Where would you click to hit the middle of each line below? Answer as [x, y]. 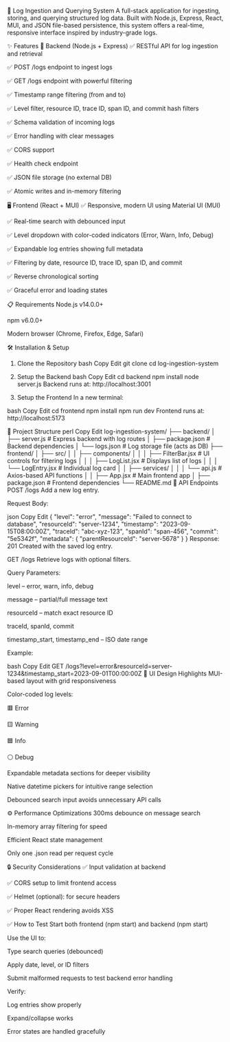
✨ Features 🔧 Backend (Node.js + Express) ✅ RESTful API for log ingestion [113, 46]
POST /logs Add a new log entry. [53, 490]
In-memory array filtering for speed [57, 826]
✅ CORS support [31, 150]
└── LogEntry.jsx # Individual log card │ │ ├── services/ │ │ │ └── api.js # [115, 468]
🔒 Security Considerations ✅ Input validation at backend [87, 867]
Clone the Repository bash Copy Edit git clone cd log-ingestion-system [118, 363]
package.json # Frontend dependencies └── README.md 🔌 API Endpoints [113, 483]
